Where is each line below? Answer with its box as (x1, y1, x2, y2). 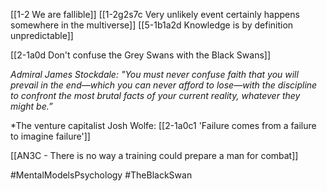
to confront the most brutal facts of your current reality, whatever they (10, 90, 301, 101)
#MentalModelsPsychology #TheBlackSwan (10, 169, 193, 181)
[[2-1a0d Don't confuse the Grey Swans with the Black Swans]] (10, 49, 272, 61)
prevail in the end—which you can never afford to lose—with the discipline (10, 79, 318, 91)
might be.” (10, 100, 53, 112)
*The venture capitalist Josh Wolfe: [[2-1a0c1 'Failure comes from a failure (10, 120, 317, 131)
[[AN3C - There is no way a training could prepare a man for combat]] (10, 150, 299, 161)
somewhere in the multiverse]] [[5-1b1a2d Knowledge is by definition (10, 19, 294, 31)
